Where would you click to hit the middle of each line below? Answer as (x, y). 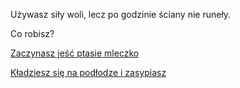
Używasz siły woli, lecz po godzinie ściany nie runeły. (121, 14)
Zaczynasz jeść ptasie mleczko (75, 53)
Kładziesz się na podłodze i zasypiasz (88, 72)
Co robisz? (32, 33)
